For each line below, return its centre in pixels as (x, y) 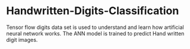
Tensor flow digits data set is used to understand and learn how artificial (95, 27)
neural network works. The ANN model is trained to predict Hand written (95, 33)
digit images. (22, 40)
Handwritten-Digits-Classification (93, 11)
